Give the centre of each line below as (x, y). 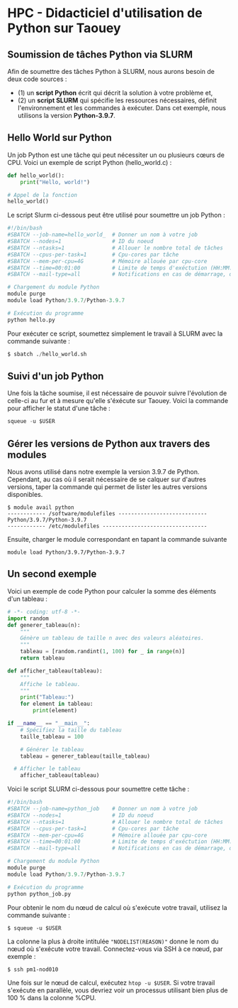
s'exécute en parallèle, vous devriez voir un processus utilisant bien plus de (118, 990)
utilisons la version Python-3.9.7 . (66, 116)
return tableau (42, 658)
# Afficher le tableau (47, 769)
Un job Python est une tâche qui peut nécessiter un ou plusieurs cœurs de (116, 155)
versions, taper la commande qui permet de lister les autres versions (107, 487)
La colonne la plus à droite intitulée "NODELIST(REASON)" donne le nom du (113, 941)
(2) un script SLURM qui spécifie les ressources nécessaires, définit (117, 100)
